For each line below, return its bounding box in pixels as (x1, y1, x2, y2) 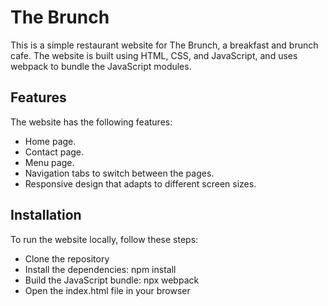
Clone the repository (24, 252, 110, 265)
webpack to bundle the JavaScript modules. (10, 60, 192, 72)
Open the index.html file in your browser (24, 284, 191, 296)
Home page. (24, 135, 77, 147)
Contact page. (24, 146, 85, 158)
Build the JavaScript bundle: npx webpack (24, 274, 200, 286)
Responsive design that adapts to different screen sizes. (24, 177, 257, 190)
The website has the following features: (10, 116, 173, 128)
